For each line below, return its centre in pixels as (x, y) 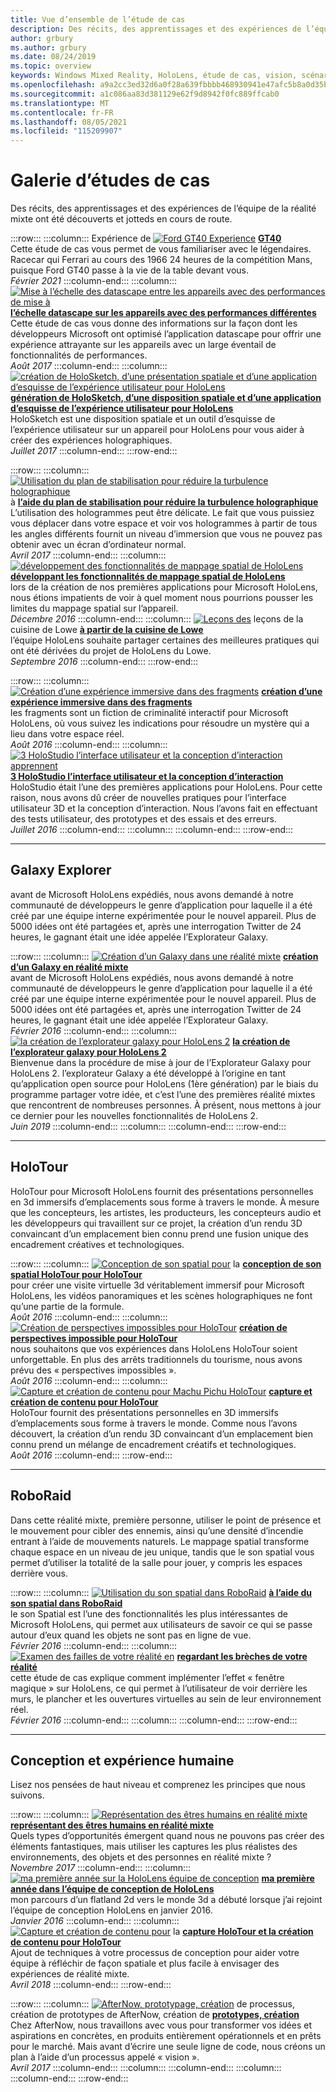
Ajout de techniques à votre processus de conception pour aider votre (155, 1953)
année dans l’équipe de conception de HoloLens (112, 1889)
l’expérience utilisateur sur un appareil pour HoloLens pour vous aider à (157, 430)
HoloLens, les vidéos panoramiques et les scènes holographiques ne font (161, 1295)
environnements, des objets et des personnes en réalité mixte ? (141, 1857)
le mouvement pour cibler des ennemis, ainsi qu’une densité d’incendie (157, 1530)
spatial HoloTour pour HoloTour (76, 1274)
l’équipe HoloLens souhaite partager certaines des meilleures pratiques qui (165, 640)
